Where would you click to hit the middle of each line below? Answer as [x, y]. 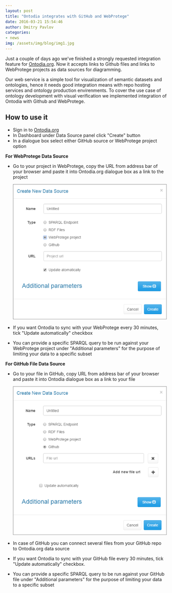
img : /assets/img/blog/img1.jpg [40, 44]
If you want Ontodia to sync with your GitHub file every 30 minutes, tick [88, 558]
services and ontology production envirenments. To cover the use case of [83, 90]
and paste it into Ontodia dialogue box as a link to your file [74, 379]
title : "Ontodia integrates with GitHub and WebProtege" [67, 16]
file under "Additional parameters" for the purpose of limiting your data [87, 579]
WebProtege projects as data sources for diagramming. [64, 69]
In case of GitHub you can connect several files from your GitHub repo [87, 543]
